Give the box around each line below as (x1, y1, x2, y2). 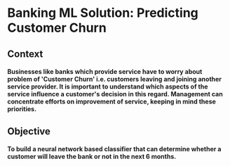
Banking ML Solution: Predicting (7, 5, 198, 21)
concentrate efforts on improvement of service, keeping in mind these (7, 97, 216, 106)
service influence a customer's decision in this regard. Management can (7, 90, 223, 98)
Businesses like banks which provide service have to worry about (7, 68, 203, 76)
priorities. (7, 105, 37, 113)
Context (7, 48, 43, 60)
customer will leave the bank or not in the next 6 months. (7, 153, 177, 161)
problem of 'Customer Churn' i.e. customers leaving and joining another (7, 75, 222, 84)
